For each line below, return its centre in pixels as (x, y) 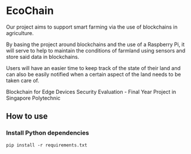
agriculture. (20, 33)
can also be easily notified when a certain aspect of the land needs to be (93, 74)
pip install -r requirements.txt (47, 145)
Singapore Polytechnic (33, 98)
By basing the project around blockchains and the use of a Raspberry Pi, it (95, 44)
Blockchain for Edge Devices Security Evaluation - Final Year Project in (91, 92)
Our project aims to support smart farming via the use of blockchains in (92, 27)
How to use (27, 116)
